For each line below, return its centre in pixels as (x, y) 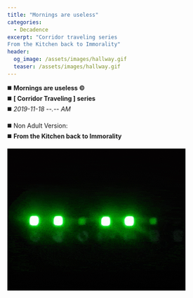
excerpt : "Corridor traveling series (62, 37)
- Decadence (31, 29)
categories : (25, 22)
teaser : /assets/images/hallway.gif (67, 67)
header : (19, 52)
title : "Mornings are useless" (53, 15)
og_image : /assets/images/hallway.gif (71, 60)
